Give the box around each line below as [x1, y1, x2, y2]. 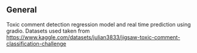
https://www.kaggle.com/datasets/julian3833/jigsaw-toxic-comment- [6, 33, 181, 41]
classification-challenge [6, 40, 67, 47]
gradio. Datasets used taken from [6, 27, 90, 34]
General [6, 5, 38, 15]
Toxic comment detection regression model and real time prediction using [6, 20, 191, 28]
